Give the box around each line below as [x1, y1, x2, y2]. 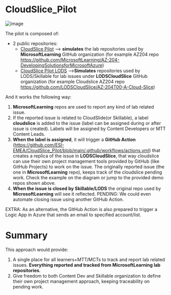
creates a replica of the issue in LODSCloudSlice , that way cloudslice [12, 153, 160, 159]
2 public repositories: [12, 40, 58, 47]
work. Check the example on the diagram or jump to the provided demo [12, 174, 164, 180]
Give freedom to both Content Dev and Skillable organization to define [12, 272, 161, 279]
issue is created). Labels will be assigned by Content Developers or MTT [12, 125, 166, 132]
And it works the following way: [5, 94, 72, 100]
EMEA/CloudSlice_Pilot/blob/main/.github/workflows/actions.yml [12, 147, 149, 153]
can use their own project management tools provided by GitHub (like [12, 158, 160, 164]
